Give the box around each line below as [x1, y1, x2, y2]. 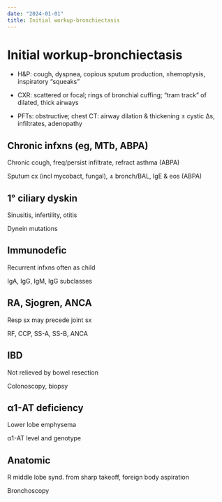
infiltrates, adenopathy [17, 120, 82, 128]
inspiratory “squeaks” [17, 78, 80, 86]
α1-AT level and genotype [7, 434, 82, 442]
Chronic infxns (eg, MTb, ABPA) [7, 139, 149, 151]
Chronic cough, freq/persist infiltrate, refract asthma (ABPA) [7, 158, 180, 167]
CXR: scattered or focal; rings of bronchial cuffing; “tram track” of [17, 91, 207, 99]
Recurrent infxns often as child [7, 263, 96, 272]
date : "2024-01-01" [7, 10, 64, 18]
